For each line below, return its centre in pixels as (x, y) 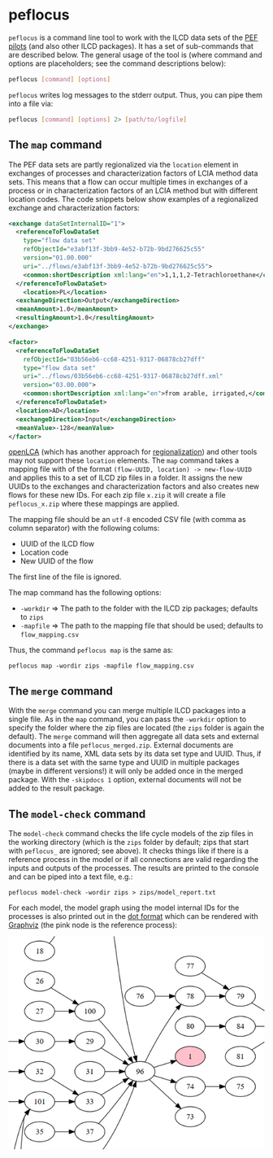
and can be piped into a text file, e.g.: (71, 877)
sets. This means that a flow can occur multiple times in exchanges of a (128, 181)
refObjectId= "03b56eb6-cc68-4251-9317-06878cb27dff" (114, 359)
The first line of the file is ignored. (65, 577)
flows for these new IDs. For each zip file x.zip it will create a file (117, 495)
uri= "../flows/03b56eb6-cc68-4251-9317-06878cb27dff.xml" (123, 377)
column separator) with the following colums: (84, 528)
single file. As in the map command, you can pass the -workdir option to (128, 719)
